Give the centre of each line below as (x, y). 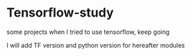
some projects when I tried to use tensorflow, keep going (88, 32)
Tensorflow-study (60, 13)
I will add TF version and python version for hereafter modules (96, 45)
